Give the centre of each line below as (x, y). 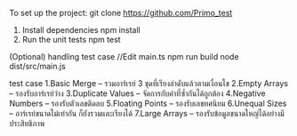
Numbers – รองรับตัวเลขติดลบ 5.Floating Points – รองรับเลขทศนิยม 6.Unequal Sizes (148, 103)
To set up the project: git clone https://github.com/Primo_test (121, 13)
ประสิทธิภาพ (27, 123)
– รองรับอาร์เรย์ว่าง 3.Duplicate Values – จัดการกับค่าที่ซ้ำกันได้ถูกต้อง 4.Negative (137, 93)
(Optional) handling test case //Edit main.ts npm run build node (124, 56)
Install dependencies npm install (81, 30)
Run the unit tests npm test (72, 40)
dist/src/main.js (38, 66)
